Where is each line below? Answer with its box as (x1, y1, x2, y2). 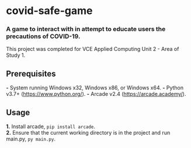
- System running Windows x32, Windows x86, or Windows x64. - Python (6, 84, 184, 91)
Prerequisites (6, 68, 56, 78)
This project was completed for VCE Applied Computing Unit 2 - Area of (6, 46, 179, 53)
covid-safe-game (6, 4, 93, 18)
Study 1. (6, 51, 26, 59)
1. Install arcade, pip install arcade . (6, 123, 95, 130)
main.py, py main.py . (6, 136, 55, 143)
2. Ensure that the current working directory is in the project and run (6, 129, 171, 136)
